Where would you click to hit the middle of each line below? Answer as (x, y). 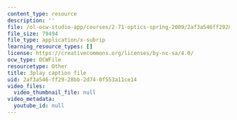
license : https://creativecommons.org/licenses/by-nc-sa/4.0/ (101, 54)
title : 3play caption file (47, 73)
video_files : (26, 86)
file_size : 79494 (33, 34)
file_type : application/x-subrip (56, 40)
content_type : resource (42, 14)
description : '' (31, 20)
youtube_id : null (39, 106)
